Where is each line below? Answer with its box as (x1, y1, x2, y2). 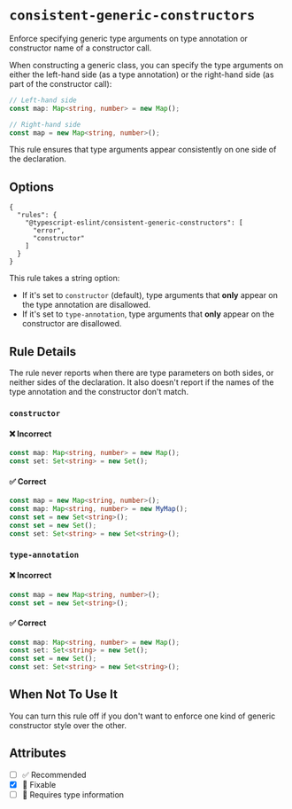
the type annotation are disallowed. (21, 300, 151, 310)
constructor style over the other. (9, 719, 127, 730)
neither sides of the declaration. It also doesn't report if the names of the (9, 377, 274, 388)
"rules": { (17, 211, 58, 220)
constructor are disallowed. (21, 318, 122, 329)
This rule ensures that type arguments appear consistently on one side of (9, 145, 277, 155)
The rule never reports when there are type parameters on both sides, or (9, 367, 274, 379)
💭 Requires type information (21, 789, 125, 800)
